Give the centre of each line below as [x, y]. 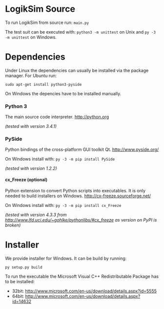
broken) [13, 225]
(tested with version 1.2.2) [31, 168]
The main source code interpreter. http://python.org [57, 117]
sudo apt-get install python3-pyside [43, 84]
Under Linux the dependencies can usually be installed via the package [77, 70]
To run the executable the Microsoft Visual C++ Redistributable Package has [82, 276]
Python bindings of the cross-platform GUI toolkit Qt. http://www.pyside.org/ [82, 149]
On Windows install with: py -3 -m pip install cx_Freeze [63, 205]
